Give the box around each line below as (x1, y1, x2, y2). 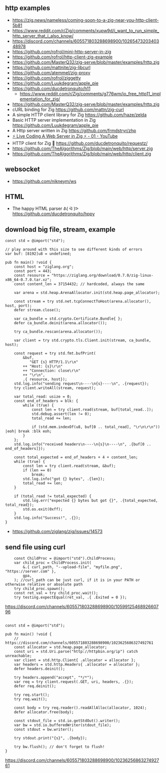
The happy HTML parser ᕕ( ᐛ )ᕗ (12, 205, 79, 212)
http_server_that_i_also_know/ (12, 33, 74, 39)
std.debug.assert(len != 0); (31, 412, 92, 417)
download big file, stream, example (5, 225, 116, 234)
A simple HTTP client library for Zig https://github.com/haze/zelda (12, 111, 147, 118)
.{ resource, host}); (23, 377, 68, 382)
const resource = (14, 273, 50, 278)
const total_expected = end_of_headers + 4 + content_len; (14, 455, 138, 460)
